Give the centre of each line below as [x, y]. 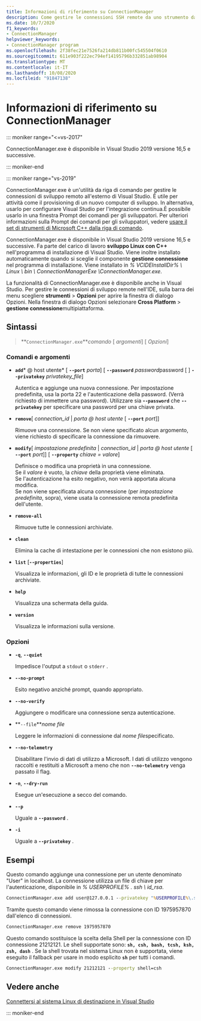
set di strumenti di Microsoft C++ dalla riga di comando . [75, 228]
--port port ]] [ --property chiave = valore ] [67, 454]
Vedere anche [33, 987]
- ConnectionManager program [42, 45]
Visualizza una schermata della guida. [62, 603]
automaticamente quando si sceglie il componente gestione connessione [97, 259]
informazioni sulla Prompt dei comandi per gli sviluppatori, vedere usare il [97, 222]
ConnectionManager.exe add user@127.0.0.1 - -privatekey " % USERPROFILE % [97, 898]
